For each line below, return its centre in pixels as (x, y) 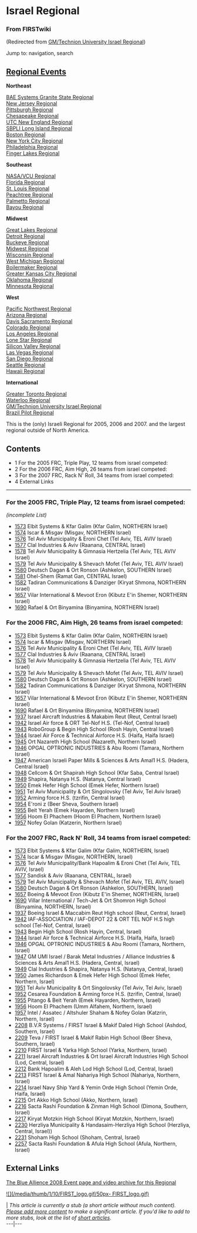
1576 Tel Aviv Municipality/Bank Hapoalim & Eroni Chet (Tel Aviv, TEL (97, 863)
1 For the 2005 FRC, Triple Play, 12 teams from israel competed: (91, 463)
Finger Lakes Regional (33, 153)
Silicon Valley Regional (33, 346)
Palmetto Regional (28, 201)
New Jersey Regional (32, 103)
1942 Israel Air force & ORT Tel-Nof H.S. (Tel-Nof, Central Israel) (92, 722)
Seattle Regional (26, 365)
